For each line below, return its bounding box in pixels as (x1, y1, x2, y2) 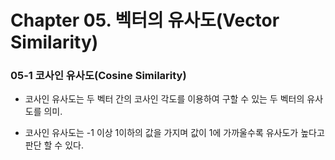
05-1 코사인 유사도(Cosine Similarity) (10, 69, 187, 83)
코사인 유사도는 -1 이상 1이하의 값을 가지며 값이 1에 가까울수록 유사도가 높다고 (24, 127, 325, 139)
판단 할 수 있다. (24, 139, 84, 151)
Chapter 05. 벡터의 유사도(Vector (10, 9, 280, 32)
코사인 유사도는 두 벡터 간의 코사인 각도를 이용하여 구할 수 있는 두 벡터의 (24, 93, 305, 105)
